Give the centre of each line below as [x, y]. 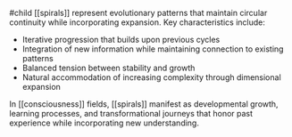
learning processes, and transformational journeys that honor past [131, 113]
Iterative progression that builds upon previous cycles [121, 40]
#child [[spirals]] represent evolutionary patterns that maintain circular [138, 13]
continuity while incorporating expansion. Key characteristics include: [138, 22]
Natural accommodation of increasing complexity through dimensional [151, 77]
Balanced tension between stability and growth [108, 68]
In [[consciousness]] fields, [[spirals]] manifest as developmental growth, [144, 104]
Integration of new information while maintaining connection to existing [153, 49]
